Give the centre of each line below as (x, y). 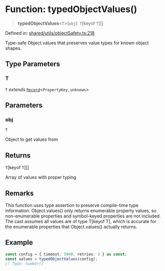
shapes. (13, 48)
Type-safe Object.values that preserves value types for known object (77, 43)
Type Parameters (33, 64)
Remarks (20, 193)
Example (19, 242)
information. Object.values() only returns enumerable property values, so (81, 210)
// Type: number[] (24, 263)
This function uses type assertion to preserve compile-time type (72, 205)
